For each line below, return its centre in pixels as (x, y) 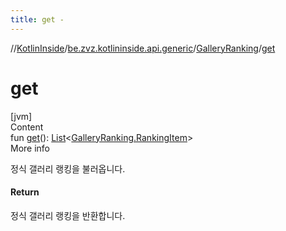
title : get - (37, 19)
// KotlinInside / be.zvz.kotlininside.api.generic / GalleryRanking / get (143, 48)
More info (30, 148)
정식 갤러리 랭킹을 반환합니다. (68, 215)
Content (27, 127)
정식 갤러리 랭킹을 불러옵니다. (68, 168)
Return (25, 192)
